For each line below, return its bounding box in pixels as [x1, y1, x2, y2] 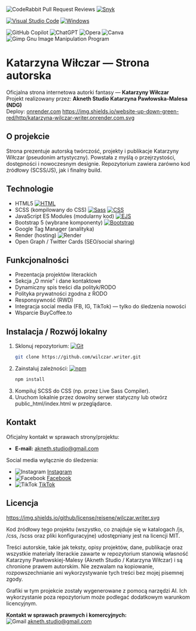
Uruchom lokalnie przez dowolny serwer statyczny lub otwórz [14, 393, 167, 401]
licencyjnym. [6, 599, 38, 607]
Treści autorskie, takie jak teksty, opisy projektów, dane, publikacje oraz [6, 544, 183, 551]
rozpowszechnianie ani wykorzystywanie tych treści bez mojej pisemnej [6, 569, 184, 576]
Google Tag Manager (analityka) [14, 225, 94, 232]
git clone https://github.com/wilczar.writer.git [14, 354, 142, 360]
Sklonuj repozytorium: [14, 342, 70, 350]
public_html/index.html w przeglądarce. [14, 400, 112, 407]
